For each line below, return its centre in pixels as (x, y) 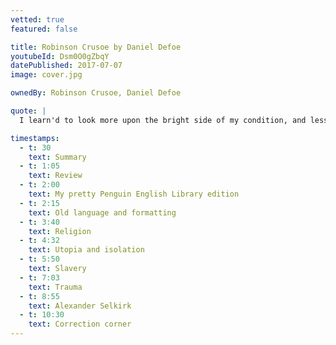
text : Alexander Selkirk (80, 306)
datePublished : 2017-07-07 (66, 66)
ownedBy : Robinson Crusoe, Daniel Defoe (96, 93)
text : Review (55, 176)
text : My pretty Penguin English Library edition (134, 194)
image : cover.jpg (46, 75)
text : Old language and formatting (102, 212)
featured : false (44, 29)
